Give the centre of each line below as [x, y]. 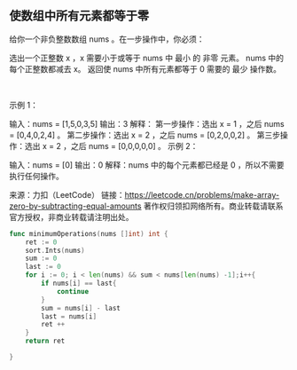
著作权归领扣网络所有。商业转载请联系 [213, 206]
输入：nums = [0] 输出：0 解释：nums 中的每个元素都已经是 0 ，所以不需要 [147, 165]
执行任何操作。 [36, 176]
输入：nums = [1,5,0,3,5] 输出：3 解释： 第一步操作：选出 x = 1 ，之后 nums [147, 123]
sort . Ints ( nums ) [55, 250]
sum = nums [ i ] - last [81, 308]
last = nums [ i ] [69, 316]
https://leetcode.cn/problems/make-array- [202, 194]
